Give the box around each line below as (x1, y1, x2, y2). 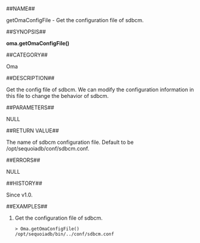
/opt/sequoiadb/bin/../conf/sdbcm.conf (14, 231, 115, 237)
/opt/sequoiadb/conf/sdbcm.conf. (6, 145, 90, 152)
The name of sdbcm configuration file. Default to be (6, 139, 134, 146)
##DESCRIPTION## (6, 75, 55, 81)
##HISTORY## (6, 180, 43, 187)
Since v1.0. (6, 191, 33, 198)
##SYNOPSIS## (6, 28, 46, 35)
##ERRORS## (6, 156, 41, 164)
